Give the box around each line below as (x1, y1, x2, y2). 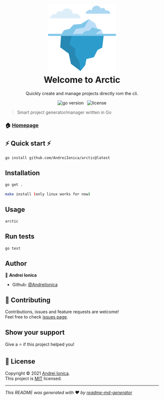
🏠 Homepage (5, 121, 39, 128)
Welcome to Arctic (43, 75, 121, 85)
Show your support (5, 328, 65, 337)
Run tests (5, 232, 35, 240)
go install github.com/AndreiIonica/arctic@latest (5, 155, 110, 160)
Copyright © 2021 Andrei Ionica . (5, 370, 70, 376)
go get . (5, 182, 23, 187)
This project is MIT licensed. (5, 375, 62, 381)
